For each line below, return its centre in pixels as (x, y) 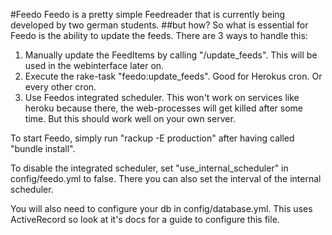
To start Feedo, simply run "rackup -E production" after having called (152, 138)
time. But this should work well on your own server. (130, 118)
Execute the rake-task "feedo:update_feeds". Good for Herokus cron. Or (173, 76)
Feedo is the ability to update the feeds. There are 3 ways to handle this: (159, 35)
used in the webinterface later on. (94, 65)
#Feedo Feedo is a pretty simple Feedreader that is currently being (148, 14)
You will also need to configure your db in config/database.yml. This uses (161, 208)
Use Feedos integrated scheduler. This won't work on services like (162, 97)
